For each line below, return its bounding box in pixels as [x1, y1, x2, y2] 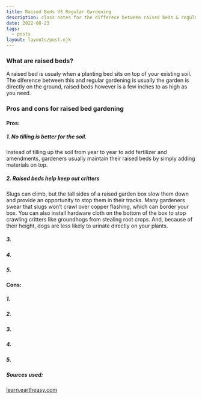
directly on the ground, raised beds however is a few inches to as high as [6, 83, 188, 90]
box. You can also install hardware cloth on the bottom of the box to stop [6, 209, 186, 217]
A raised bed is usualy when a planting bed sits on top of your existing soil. [6, 70, 192, 78]
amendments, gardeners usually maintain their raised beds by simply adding [6, 155, 195, 162]
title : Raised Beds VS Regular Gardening [6, 8, 112, 15]
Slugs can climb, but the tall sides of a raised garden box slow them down [6, 190, 189, 197]
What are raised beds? [6, 57, 74, 65]
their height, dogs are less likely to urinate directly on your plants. [6, 222, 168, 229]
